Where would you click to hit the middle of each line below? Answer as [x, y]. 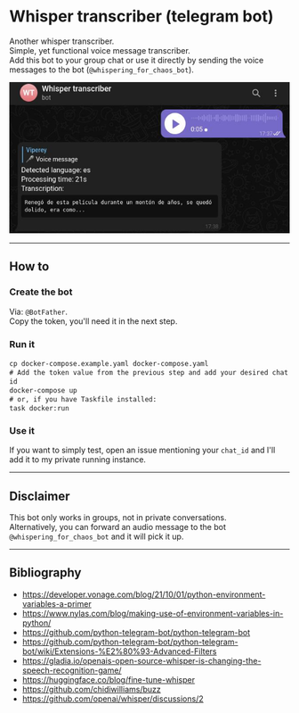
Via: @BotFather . [39, 311]
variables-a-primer [57, 603]
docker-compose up [43, 390]
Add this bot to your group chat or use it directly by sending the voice [137, 60]
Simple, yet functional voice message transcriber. [100, 50]
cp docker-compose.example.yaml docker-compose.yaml [109, 363]
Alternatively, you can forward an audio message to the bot [118, 526]
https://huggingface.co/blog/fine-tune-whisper [109, 679]
